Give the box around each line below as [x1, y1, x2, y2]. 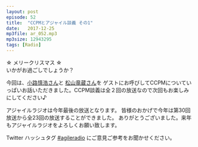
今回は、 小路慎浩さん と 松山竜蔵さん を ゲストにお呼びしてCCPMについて [6, 79, 187, 86]
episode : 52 [6, 14, 36, 20]
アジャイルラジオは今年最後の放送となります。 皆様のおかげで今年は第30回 [6, 107, 191, 114]
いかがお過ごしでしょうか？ [6, 66, 75, 73]
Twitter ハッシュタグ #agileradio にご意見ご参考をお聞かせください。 [6, 134, 175, 141]
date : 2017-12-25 [6, 25, 55, 32]
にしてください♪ [6, 93, 47, 101]
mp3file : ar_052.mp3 [6, 31, 58, 37]
